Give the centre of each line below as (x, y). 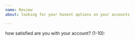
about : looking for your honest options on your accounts (67, 14)
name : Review (19, 10)
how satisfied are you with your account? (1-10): (55, 33)
